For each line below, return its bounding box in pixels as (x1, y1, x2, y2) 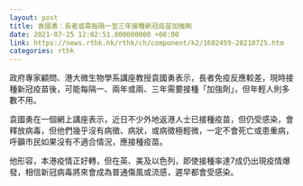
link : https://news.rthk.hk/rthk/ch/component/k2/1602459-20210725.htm (9, 38, 284, 48)
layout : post (9, 13, 59, 22)
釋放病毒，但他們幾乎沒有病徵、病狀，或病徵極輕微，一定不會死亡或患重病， (9, 125, 294, 136)
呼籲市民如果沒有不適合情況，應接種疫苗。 (9, 137, 168, 147)
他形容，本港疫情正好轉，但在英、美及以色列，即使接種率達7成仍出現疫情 (9, 155, 282, 166)
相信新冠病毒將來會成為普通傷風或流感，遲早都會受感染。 (24, 167, 239, 178)
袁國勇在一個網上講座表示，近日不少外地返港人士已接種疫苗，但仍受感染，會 (9, 114, 294, 125)
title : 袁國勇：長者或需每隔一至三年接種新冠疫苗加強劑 (9, 22, 192, 31)
